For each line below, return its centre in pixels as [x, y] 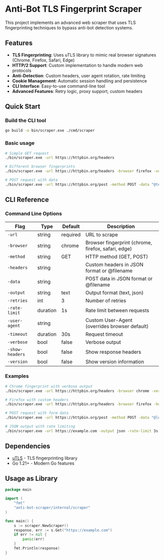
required [71, 235]
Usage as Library [31, 479]
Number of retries [106, 301]
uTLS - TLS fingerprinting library [45, 458]
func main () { [20, 521]
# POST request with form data [37, 413]
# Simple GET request [27, 153]
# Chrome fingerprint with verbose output [49, 386]
